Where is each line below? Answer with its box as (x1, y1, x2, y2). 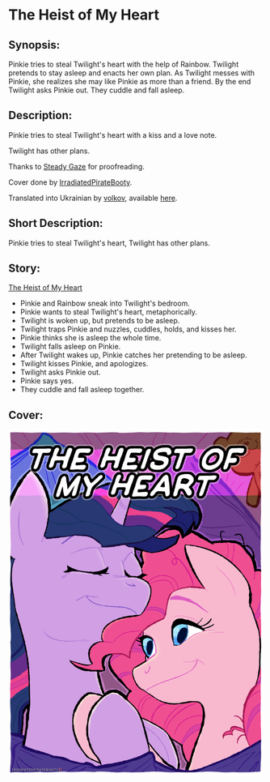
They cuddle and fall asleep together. (19, 385, 145, 395)
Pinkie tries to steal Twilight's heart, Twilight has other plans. (8, 237, 210, 248)
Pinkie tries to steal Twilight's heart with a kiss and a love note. (8, 130, 217, 139)
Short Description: (8, 216, 103, 230)
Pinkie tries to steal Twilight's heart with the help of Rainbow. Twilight (8, 59, 239, 69)
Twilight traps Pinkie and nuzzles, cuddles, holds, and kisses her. (19, 324, 237, 334)
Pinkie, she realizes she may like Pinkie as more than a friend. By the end (8, 77, 251, 86)
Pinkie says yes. (19, 376, 74, 386)
